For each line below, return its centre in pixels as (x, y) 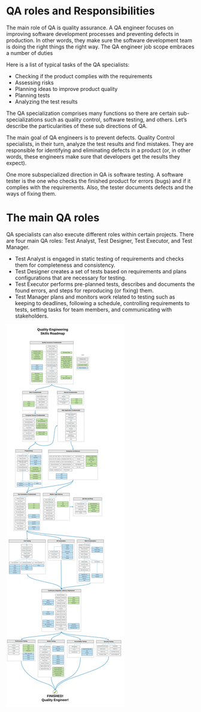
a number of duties (30, 53)
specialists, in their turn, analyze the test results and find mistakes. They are (100, 144)
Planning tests (32, 95)
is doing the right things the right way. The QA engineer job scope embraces (100, 47)
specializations (25, 119)
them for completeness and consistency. (65, 265)
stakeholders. (32, 316)
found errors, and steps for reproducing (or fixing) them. (84, 290)
